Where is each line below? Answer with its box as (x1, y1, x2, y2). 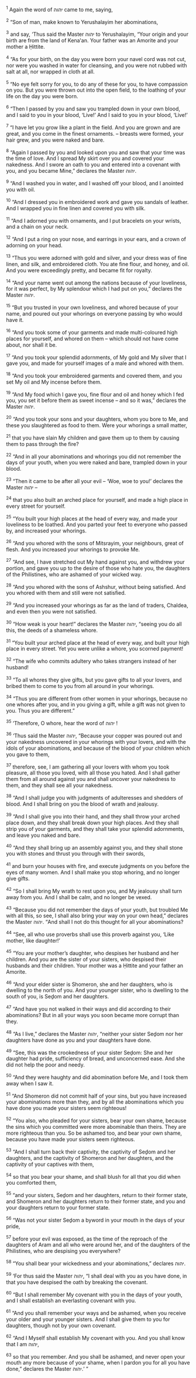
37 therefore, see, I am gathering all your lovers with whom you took (6, 762, 170, 770)
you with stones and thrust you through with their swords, (6, 850, 145, 857)
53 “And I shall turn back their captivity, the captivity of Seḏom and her (6, 1147, 176, 1155)
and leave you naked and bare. (6, 832, 81, 839)
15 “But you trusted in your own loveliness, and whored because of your (6, 303, 178, 311)
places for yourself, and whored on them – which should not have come (6, 335, 178, 342)
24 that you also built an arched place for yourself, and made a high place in (6, 495, 188, 503)
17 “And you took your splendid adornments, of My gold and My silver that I (6, 353, 187, 361)
